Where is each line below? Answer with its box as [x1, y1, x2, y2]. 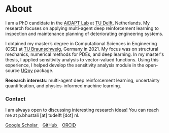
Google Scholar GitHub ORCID [5, 122, 76, 128]
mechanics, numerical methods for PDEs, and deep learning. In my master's [5, 51, 164, 57]
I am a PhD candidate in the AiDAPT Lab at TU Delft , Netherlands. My [5, 20, 150, 26]
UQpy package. [21, 67, 54, 74]
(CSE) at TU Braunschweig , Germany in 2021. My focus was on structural [5, 46, 159, 52]
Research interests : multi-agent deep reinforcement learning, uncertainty [5, 77, 160, 83]
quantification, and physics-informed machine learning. [5, 82, 121, 89]
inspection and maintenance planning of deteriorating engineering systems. [5, 30, 163, 37]
